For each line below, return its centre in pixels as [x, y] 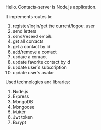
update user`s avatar [33, 72]
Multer [19, 112]
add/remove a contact [35, 52]
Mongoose [23, 107]
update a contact [30, 57]
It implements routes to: [29, 16]
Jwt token [23, 117]
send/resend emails [32, 36]
